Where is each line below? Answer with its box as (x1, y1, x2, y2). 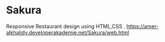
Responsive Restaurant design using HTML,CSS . (6, 23, 126, 30)
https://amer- (126, 23, 159, 30)
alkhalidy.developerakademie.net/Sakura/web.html (6, 29, 130, 36)
